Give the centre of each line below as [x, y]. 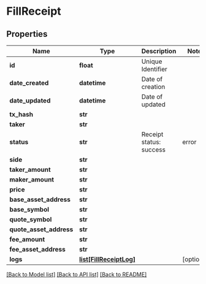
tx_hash [21, 114]
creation [153, 87]
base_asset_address [40, 199]
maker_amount [32, 179]
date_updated [30, 101]
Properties [27, 34]
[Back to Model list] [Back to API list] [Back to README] [77, 274]
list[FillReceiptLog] [107, 259]
